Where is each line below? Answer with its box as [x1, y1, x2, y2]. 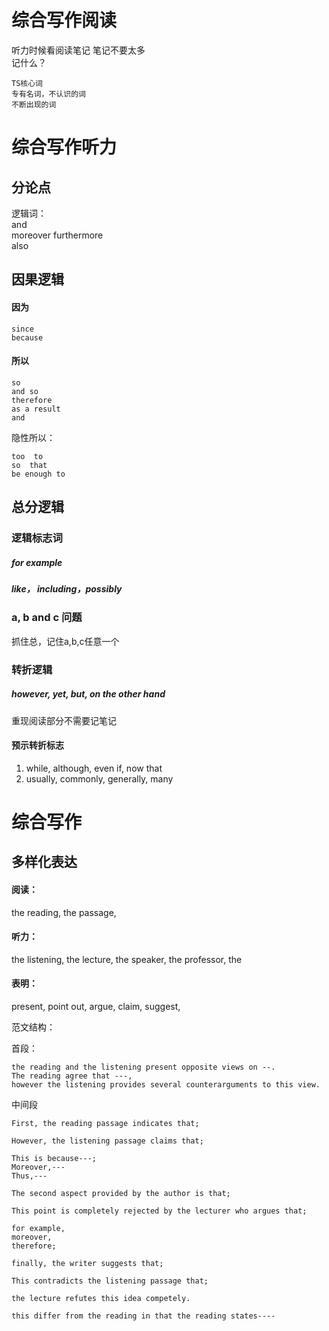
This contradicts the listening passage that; [11, 1276, 209, 1286]
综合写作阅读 [11, 9, 118, 32]
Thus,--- [11, 1171, 48, 1181]
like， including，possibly [11, 583, 123, 595]
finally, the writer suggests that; [11, 1259, 164, 1269]
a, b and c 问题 [11, 611, 83, 625]
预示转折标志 [11, 739, 64, 751]
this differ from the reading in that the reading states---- [11, 1311, 276, 1321]
